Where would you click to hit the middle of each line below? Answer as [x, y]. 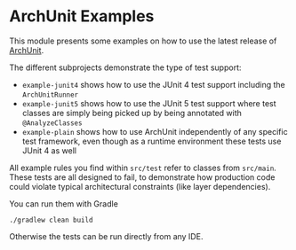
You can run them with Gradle [64, 203]
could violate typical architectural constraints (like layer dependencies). [140, 186]
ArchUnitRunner [50, 95]
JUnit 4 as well [49, 150]
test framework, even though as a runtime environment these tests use [152, 141]
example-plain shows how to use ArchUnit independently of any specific [155, 131]
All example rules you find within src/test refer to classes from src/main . [143, 168]
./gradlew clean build [51, 220]
